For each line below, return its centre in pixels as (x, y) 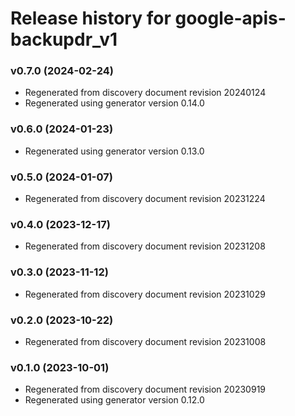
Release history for (91, 18)
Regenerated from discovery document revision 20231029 (145, 294)
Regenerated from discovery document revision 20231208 (145, 246)
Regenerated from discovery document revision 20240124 (145, 93)
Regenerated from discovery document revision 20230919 (145, 389)
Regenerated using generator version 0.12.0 (114, 400)
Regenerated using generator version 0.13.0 (114, 151)
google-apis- (230, 18)
